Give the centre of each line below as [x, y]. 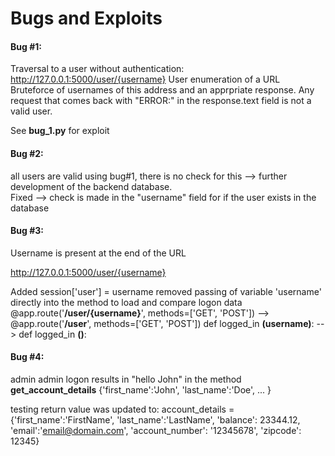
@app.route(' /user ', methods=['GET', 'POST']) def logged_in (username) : [162, 323]
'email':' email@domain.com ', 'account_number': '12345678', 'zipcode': [156, 430]
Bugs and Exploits [86, 18]
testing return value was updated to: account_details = [122, 409]
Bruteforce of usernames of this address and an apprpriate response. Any [162, 90]
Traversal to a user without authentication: [97, 69]
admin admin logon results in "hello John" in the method [126, 379]
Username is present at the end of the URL [98, 253]
